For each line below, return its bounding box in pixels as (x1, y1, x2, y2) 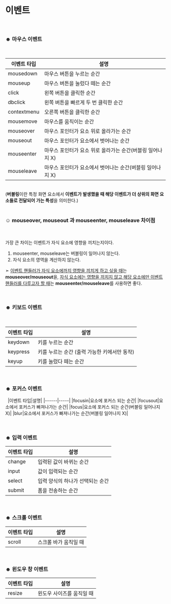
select (8, 477, 23, 484)
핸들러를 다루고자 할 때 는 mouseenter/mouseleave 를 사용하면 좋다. (5, 280, 142, 286)
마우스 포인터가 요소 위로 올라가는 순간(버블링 (44, 147, 147, 154)
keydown (8, 338, 30, 346)
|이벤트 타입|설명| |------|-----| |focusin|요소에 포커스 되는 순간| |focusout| (7, 398, 159, 404)
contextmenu (8, 108, 40, 115)
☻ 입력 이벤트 (5, 434, 38, 441)
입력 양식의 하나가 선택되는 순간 (37, 478, 109, 485)
